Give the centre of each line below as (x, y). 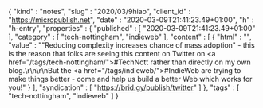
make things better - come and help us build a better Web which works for (130, 79)
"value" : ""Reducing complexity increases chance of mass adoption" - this (131, 45)
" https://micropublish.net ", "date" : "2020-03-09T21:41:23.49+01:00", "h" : (131, 20)
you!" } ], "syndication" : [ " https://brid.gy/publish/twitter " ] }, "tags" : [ (124, 87)
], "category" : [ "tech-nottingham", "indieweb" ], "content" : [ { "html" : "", (130, 37)
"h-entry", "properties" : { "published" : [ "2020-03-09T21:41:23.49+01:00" (132, 28)
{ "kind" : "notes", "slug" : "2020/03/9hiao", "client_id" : (100, 12)
